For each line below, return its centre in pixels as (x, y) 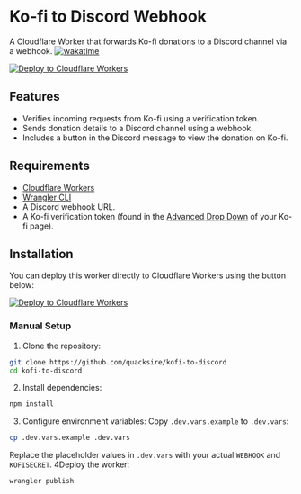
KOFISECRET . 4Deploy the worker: (70, 464)
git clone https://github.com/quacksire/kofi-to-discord (118, 362)
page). (42, 226)
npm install (31, 404)
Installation (41, 254)
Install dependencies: (62, 388)
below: (22, 285)
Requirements (49, 166)
